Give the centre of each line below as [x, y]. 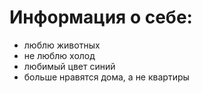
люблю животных [62, 45]
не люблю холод [59, 55]
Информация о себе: [101, 17]
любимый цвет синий [69, 66]
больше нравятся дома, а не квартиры [106, 77]
